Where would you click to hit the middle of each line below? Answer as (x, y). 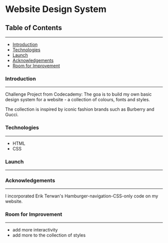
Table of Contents (34, 28)
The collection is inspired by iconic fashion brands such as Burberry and (80, 109)
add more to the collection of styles (49, 235)
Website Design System (56, 9)
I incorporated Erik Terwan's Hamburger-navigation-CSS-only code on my (82, 196)
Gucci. (12, 115)
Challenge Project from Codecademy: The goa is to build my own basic (78, 94)
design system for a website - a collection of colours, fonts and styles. (77, 100)
